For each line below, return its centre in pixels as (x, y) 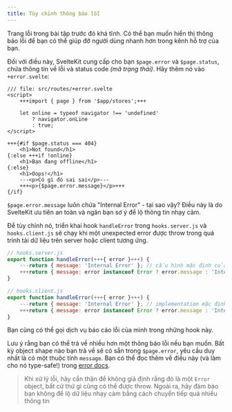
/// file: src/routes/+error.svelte (60, 89)
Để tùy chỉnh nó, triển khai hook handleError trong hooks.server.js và (107, 225)
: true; (43, 125)
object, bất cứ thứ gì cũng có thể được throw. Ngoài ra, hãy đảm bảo (121, 386)
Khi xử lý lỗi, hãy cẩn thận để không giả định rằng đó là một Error (117, 379)
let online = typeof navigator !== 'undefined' (89, 113)
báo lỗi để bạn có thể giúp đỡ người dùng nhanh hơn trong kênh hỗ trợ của (113, 41)
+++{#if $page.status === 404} (52, 143)
